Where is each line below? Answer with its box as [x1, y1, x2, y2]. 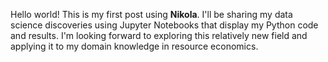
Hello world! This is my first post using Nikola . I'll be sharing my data [10, 9, 293, 20]
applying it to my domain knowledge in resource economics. [10, 40, 259, 52]
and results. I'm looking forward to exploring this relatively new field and [10, 30, 308, 41]
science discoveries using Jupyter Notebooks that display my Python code [10, 19, 319, 31]
